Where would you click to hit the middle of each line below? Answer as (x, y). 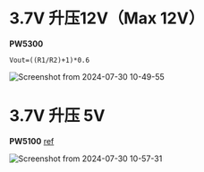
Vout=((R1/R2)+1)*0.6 (50, 60)
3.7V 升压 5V (57, 116)
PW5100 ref (32, 141)
